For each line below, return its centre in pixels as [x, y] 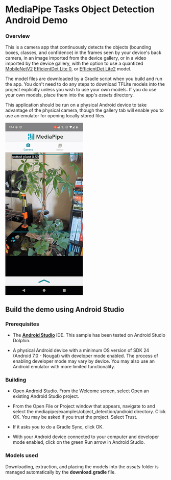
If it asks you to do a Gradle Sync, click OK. [58, 427]
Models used [22, 456]
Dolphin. [21, 341]
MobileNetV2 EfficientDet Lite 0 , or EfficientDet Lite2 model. [68, 69]
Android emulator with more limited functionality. [64, 367]
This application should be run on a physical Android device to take [76, 105]
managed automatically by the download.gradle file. [60, 472]
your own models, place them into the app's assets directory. [70, 95]
